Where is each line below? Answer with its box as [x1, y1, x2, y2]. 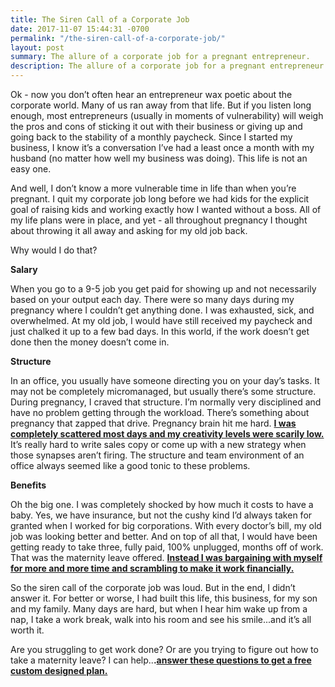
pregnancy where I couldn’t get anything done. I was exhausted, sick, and [10, 304, 315, 316]
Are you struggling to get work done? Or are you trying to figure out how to [10, 644, 319, 655]
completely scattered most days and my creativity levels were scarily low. [10, 428, 325, 440]
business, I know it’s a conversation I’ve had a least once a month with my [10, 142, 315, 153]
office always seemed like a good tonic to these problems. [10, 460, 251, 471]
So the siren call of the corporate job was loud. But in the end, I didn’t [10, 582, 296, 593]
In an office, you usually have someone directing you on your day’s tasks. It [10, 375, 320, 386]
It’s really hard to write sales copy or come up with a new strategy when [10, 439, 307, 450]
